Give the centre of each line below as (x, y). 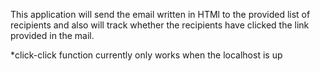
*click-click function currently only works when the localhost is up (146, 55)
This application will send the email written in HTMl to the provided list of (160, 14)
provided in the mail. (52, 35)
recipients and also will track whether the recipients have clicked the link (160, 25)
